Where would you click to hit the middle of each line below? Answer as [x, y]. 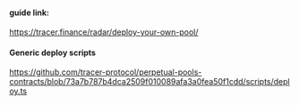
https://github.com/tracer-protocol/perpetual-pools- [106, 72]
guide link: [29, 12]
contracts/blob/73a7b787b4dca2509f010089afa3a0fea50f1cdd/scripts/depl [149, 82]
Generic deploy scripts [53, 52]
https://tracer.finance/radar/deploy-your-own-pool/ [104, 32]
